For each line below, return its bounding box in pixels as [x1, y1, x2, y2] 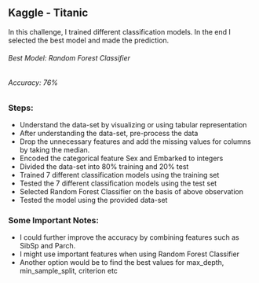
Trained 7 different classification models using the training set [19, 171, 220, 179]
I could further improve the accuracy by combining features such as [19, 233, 239, 242]
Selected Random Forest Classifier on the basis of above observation [19, 187, 243, 196]
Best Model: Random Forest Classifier [8, 53, 131, 63]
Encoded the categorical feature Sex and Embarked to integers [19, 153, 224, 163]
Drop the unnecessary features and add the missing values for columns [19, 137, 251, 146]
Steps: [8, 102, 34, 113]
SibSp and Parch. [19, 241, 76, 251]
